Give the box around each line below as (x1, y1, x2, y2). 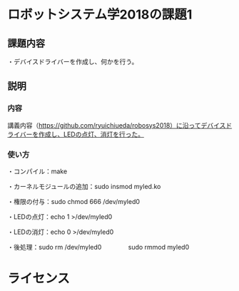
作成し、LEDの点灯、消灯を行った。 (38, 130, 145, 138)
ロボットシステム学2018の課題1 (7, 6, 193, 23)
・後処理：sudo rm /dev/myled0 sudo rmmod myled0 (7, 242, 190, 251)
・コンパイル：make (7, 167, 68, 175)
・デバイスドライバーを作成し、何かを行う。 (7, 58, 138, 66)
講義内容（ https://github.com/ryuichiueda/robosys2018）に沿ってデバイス (7, 121, 226, 129)
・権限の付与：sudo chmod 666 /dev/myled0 (7, 197, 141, 205)
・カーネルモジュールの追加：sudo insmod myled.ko (7, 182, 161, 190)
